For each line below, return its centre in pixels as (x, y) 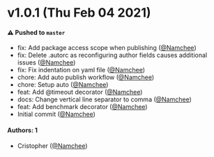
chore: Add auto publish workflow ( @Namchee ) (86, 77)
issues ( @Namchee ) (46, 63)
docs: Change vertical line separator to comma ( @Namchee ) (104, 99)
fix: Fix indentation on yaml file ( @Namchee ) (81, 70)
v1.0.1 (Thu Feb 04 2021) (79, 13)
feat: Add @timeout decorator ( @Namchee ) (80, 92)
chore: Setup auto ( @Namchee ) (63, 85)
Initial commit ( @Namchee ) (56, 114)
